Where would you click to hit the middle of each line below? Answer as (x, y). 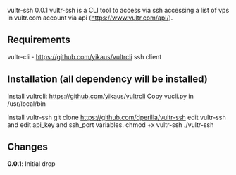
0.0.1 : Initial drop (31, 164)
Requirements (39, 40)
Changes (27, 147)
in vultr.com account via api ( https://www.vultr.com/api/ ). (90, 18)
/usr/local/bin (27, 103)
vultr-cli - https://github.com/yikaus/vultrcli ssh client (85, 56)
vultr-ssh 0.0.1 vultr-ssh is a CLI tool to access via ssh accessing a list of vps (118, 10)
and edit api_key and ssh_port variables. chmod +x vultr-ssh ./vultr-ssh (111, 125)
